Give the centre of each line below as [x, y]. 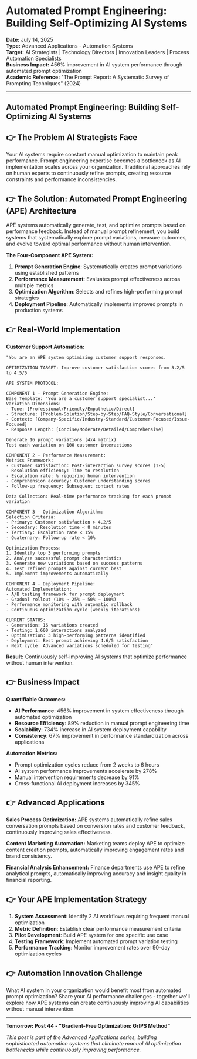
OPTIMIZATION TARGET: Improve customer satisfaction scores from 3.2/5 [95, 368]
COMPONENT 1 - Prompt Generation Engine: [57, 393]
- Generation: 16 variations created [52, 625]
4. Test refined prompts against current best [64, 568]
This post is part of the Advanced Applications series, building [81, 1037]
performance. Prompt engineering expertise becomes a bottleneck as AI [93, 161]
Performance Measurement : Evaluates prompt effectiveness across [97, 279]
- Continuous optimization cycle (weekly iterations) [73, 610]
